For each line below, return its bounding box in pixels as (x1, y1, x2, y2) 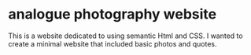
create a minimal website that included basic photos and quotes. (8, 39, 217, 48)
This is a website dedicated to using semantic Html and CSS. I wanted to (8, 31, 243, 40)
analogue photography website (8, 5, 217, 23)
